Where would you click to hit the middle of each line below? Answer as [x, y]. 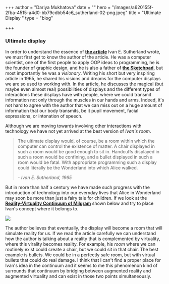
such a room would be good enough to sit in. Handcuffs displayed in [89, 152]
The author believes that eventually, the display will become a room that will [84, 228]
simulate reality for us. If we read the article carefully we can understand [81, 234]
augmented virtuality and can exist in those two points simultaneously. [78, 276]
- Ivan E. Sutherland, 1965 [45, 178]
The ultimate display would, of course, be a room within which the [86, 141]
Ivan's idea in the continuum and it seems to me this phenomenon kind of [81, 266]
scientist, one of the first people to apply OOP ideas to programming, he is [82, 63]
